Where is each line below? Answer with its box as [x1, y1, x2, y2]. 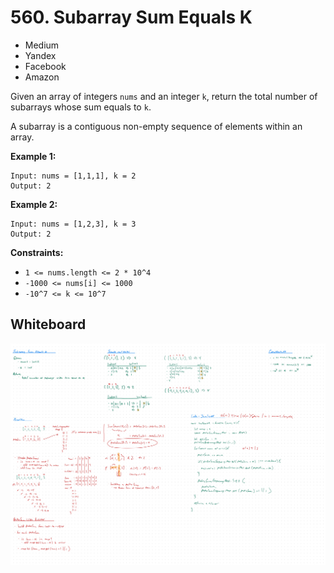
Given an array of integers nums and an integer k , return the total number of [10, 90, 318, 102]
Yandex [24, 49, 57, 61]
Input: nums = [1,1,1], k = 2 [10, 171, 137, 181]
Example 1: [10, 150, 57, 162]
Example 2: [10, 198, 58, 210]
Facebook [24, 60, 67, 72]
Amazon [24, 71, 60, 83]
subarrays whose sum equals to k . [10, 101, 152, 113]
